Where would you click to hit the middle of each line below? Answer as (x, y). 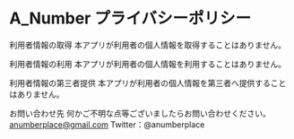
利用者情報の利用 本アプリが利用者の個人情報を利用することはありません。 (148, 64)
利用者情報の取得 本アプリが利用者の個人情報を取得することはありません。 (148, 45)
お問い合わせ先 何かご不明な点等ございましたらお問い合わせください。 (140, 113)
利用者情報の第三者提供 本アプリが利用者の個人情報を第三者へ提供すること (148, 83)
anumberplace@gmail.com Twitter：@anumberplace (107, 124)
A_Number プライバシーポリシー (130, 18)
